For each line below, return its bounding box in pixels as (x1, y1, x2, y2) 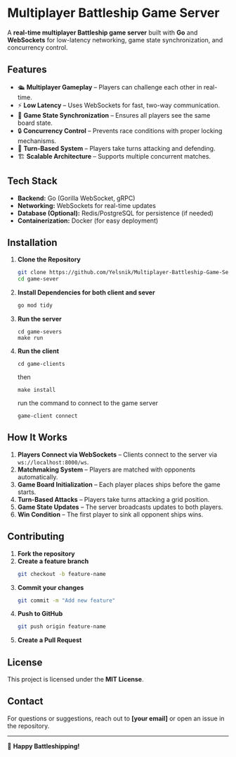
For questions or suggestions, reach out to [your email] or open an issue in (7, 714, 225, 722)
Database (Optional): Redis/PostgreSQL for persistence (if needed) (17, 209, 214, 217)
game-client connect (17, 412, 78, 419)
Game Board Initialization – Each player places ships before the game (17, 480, 221, 488)
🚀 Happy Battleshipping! (7, 741, 80, 750)
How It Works (7, 431, 68, 443)
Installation (7, 236, 58, 248)
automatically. (17, 472, 58, 481)
